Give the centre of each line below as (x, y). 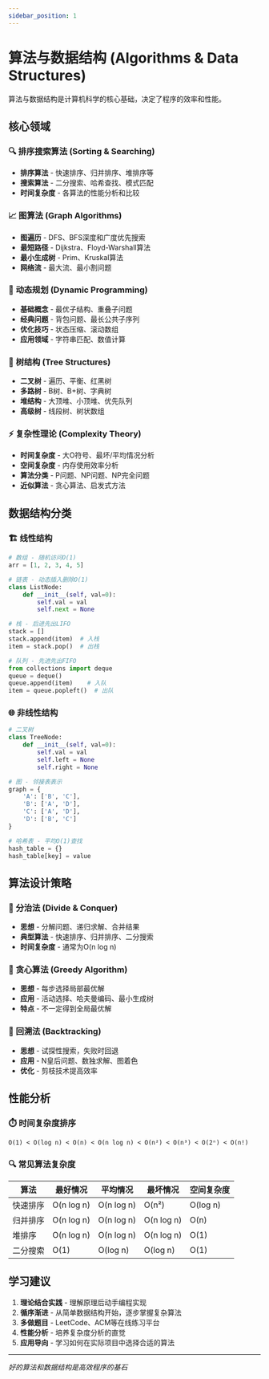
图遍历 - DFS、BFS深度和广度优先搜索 (82, 237)
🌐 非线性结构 (33, 713)
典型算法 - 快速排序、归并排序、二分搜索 (87, 937)
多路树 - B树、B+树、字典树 (66, 391)
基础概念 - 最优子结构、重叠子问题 (76, 309)
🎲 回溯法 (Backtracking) (55, 1031)
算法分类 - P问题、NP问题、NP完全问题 (85, 475)
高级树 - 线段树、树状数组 (62, 411)
